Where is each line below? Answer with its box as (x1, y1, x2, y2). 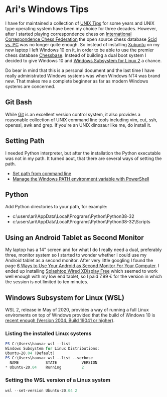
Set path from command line (12, 170, 72, 177)
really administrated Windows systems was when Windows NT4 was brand (5, 72, 160, 78)
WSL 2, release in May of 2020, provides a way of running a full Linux (5, 307, 149, 312)
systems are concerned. (5, 83, 56, 89)
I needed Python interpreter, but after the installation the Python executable (5, 150, 161, 156)
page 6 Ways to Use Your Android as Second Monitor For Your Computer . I (5, 263, 159, 269)
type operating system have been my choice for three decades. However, (5, 25, 157, 31)
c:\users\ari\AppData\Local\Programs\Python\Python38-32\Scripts (12, 219, 150, 225)
